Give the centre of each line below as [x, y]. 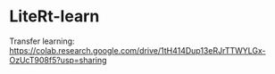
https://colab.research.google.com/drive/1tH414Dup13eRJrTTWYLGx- [137, 50]
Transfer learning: [42, 41]
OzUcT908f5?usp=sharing [58, 60]
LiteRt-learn [54, 16]
